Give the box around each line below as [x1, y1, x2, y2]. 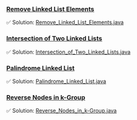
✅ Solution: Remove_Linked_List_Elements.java [6, 19, 124, 26]
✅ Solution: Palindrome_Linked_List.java [6, 77, 107, 85]
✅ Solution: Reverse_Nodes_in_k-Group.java [6, 107, 117, 115]
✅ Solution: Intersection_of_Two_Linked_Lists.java [6, 48, 131, 55]
